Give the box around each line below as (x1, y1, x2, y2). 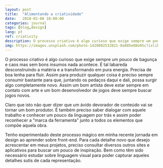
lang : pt (5, 30, 23, 34)
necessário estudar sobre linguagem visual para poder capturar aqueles (5, 152, 149, 158)
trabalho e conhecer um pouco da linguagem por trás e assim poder (5, 112, 142, 118)
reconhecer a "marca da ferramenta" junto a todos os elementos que (5, 117, 143, 123)
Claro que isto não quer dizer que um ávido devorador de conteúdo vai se (5, 102, 153, 107)
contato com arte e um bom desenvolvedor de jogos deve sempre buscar (5, 87, 152, 93)
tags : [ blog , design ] (5, 25, 47, 30)
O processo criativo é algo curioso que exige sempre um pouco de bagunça (5, 56, 157, 62)
